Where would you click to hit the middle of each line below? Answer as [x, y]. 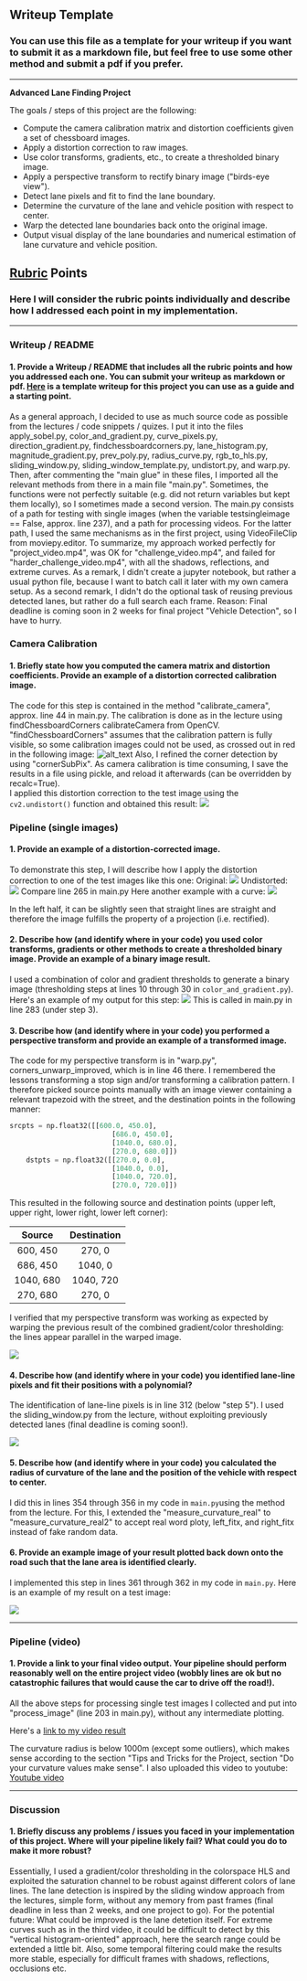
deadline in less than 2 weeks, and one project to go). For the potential [142, 1911]
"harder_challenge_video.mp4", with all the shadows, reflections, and [139, 562]
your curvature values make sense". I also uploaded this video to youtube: [148, 1767]
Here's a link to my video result [68, 1731]
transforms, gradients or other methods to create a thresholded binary [146, 949]
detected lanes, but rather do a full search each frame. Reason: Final [138, 601]
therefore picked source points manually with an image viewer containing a [151, 1090]
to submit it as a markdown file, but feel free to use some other [151, 52]
